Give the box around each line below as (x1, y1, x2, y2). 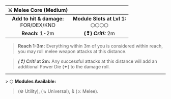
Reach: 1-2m (21, 30, 54, 37)
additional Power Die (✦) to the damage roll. (17, 64, 110, 69)
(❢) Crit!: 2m (83, 30, 116, 37)
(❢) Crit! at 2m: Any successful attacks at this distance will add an (17, 58, 157, 64)
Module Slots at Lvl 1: (73, 15, 126, 22)
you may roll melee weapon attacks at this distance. (17, 48, 127, 54)
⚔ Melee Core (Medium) (8, 7, 68, 13)
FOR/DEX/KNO (20, 21, 56, 29)
